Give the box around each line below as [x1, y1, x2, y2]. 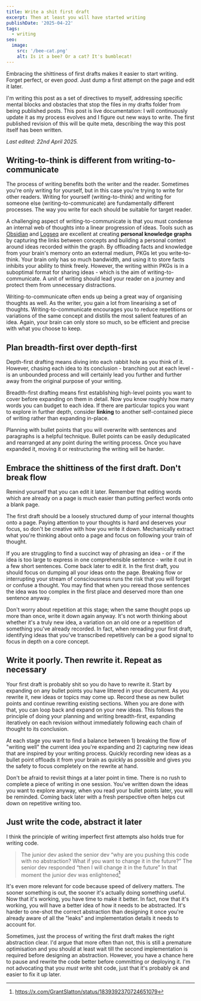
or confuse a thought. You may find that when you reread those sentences [6, 582, 190, 589]
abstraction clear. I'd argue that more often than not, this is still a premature [6, 939, 192, 946]
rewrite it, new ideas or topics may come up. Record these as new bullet [6, 693, 184, 700]
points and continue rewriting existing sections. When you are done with [6, 700, 184, 707]
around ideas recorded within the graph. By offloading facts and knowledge [6, 243, 193, 250]
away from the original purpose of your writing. [6, 378, 123, 385]
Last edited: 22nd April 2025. [6, 138, 78, 145]
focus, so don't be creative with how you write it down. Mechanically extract [6, 525, 194, 533]
